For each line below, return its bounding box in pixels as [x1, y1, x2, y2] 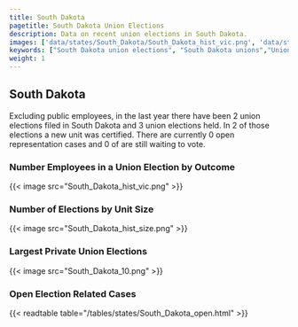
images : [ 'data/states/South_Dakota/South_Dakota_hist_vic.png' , [9, 37, 255, 47]
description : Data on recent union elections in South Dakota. [9, 29, 248, 38]
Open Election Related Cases [9, 287, 137, 300]
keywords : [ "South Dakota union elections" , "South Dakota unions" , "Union [9, 46, 292, 55]
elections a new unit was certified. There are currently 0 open [9, 129, 235, 140]
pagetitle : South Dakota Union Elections [9, 21, 165, 30]
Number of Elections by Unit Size [9, 203, 154, 215]
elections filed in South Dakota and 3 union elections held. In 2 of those [9, 120, 271, 130]
